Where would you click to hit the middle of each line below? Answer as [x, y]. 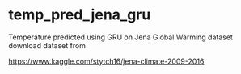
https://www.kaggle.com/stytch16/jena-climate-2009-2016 [106, 61]
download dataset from [47, 45]
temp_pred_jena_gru [80, 15]
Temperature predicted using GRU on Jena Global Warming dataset [120, 37]
